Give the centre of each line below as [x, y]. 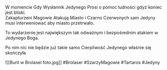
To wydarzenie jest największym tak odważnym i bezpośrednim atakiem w [82, 33]
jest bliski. [15, 12]
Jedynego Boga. [22, 38]
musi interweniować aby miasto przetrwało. [50, 23]
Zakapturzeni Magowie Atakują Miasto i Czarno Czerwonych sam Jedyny [80, 18]
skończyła [16, 53]
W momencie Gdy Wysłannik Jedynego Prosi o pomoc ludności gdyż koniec [83, 7]
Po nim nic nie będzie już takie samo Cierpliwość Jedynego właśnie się [78, 47]
